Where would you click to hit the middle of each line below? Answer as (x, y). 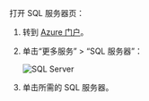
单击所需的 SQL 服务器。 (68, 87)
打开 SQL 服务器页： (47, 13)
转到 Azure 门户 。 (55, 32)
